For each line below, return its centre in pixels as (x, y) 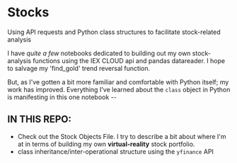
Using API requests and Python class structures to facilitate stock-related (114, 32)
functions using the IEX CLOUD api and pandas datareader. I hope (129, 60)
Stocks (28, 12)
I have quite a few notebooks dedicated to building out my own (99, 53)
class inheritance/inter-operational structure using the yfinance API (116, 151)
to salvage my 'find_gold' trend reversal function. (79, 68)
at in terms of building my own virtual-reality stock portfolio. (106, 144)
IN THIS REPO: (40, 119)
